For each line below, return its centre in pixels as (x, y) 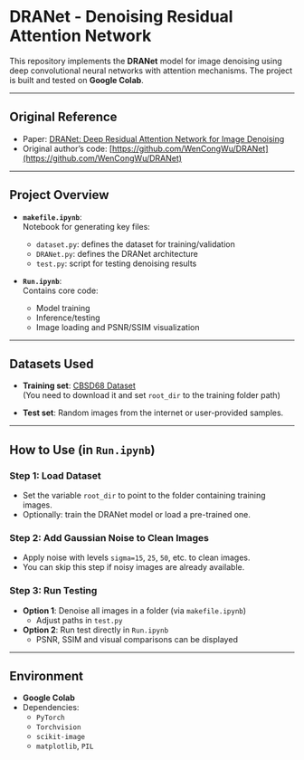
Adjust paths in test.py (79, 620)
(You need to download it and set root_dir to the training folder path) (151, 395)
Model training (63, 308)
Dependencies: (51, 708)
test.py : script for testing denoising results (116, 263)
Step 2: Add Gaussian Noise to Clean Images (109, 537)
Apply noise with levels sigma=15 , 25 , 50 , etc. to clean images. (136, 557)
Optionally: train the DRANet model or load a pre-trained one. (137, 515)
